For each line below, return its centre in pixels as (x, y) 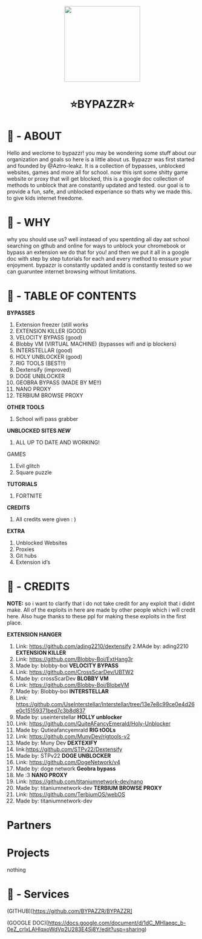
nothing (16, 870)
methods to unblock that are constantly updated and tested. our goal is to (98, 185)
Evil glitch (28, 466)
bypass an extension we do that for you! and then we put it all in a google (98, 252)
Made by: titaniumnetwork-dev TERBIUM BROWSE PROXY (89, 787)
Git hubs (26, 556)
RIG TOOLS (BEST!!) (41, 363)
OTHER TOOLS (26, 407)
